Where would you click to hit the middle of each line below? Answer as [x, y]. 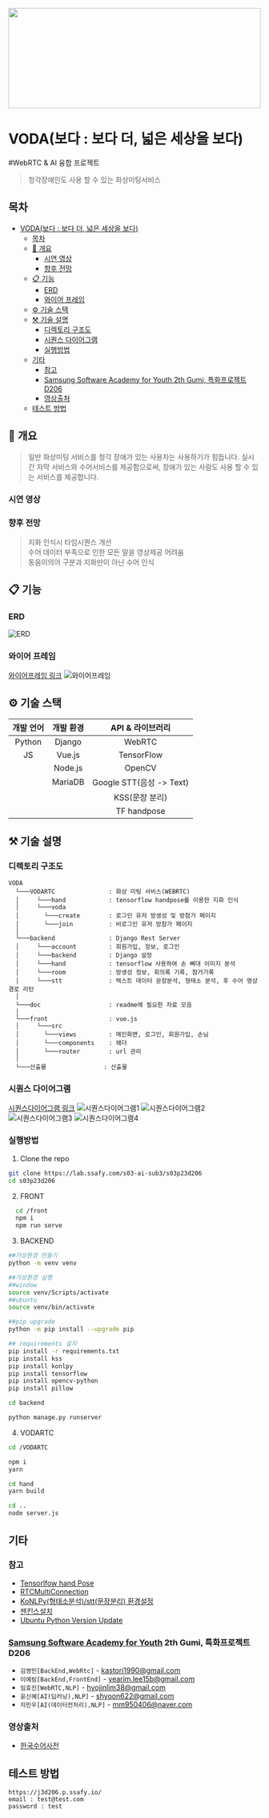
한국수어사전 [40, 1746]
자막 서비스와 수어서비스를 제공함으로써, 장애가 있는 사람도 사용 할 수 [143, 467]
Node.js [68, 767]
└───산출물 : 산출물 [72, 1067]
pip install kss [35, 1358]
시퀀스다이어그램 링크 [42, 1107]
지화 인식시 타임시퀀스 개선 [70, 542]
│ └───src [39, 1026]
